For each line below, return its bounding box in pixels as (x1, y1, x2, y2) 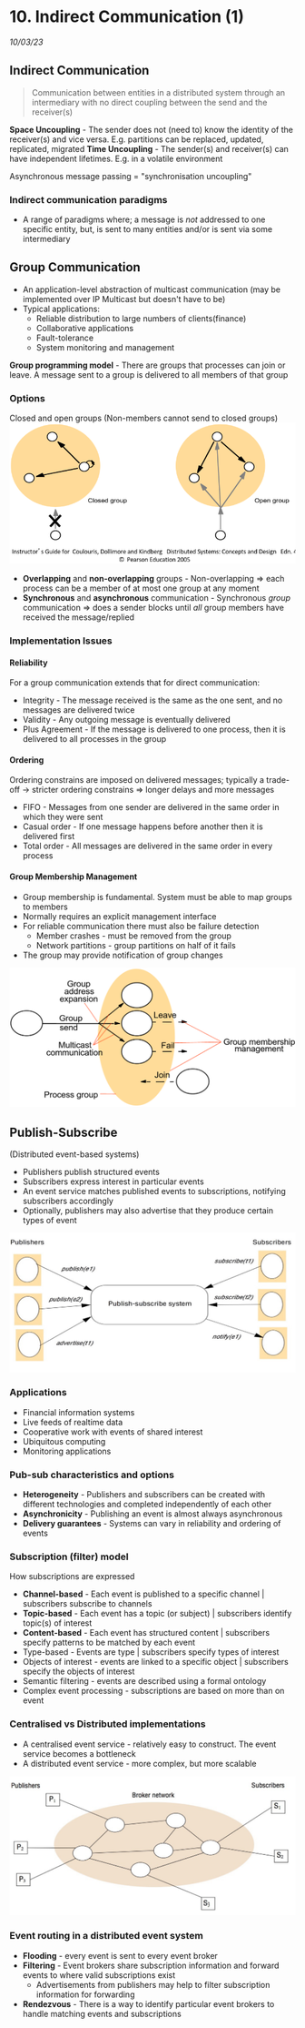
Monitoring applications (22, 1445, 112, 1456)
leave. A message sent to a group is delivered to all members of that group (9, 369, 289, 380)
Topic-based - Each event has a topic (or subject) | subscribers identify (22, 1608, 292, 1619)
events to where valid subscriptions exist (22, 1969, 176, 1981)
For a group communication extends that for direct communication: (9, 677, 261, 688)
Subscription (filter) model (9, 1550, 129, 1563)
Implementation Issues (9, 634, 113, 647)
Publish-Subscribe (9, 1124, 118, 1140)
